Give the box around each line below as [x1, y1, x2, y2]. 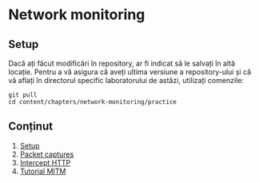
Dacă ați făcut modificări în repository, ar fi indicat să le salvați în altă [8, 58, 236, 68]
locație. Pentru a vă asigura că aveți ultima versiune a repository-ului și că [8, 67, 252, 77]
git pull [8, 91, 38, 99]
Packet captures [19, 149, 74, 159]
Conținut [8, 120, 54, 133]
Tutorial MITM [19, 166, 66, 176]
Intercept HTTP [19, 157, 71, 167]
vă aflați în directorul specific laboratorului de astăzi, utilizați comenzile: [8, 76, 244, 85]
